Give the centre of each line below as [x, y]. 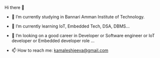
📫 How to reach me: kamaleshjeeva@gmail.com [60, 50]
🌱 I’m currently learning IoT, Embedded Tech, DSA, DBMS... [71, 26]
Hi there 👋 [15, 7]
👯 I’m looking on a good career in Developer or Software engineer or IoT [83, 36]
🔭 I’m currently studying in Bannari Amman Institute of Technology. [78, 17]
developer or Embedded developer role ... [53, 41]
